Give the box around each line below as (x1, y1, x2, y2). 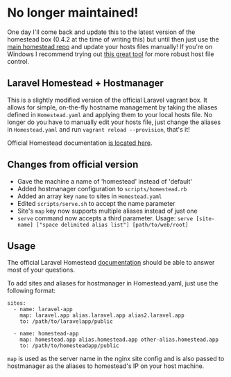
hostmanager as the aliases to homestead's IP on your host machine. (7, 362, 205, 370)
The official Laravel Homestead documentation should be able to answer (7, 258, 215, 267)
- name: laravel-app (13, 306, 73, 313)
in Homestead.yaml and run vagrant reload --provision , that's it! (7, 125, 191, 133)
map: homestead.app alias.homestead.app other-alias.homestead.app (19, 336, 219, 344)
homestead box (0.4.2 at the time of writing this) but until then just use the (7, 35, 220, 43)
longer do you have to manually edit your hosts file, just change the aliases (7, 118, 221, 126)
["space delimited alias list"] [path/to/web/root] (35, 221, 189, 228)
